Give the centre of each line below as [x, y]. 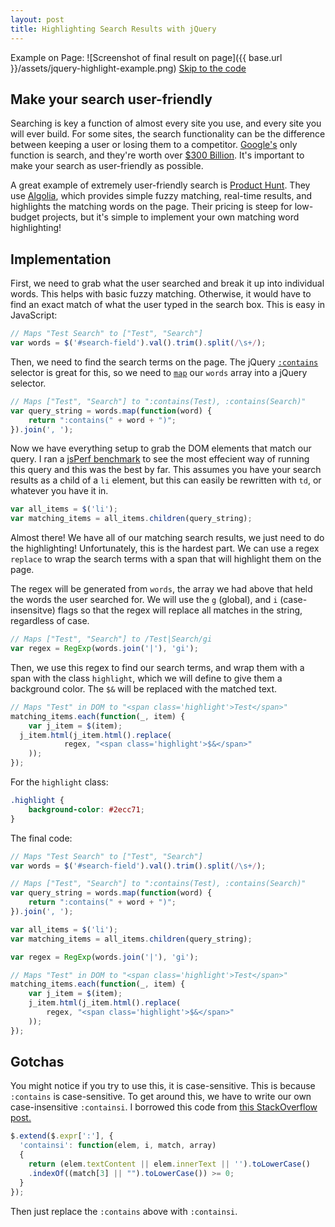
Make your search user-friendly [111, 99]
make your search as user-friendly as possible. [107, 166]
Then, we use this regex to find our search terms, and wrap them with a [157, 667]
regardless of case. [50, 621]
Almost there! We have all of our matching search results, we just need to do [167, 538]
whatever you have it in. [59, 491]
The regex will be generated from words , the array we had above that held [161, 589]
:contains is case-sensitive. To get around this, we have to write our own [161, 1097]
